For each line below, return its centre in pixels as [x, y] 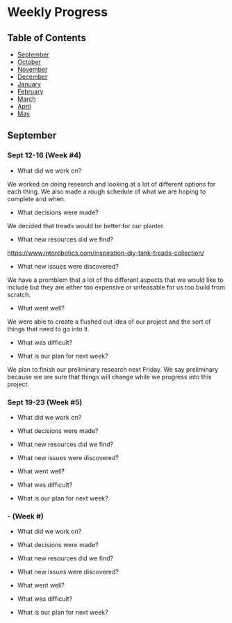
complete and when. [36, 198]
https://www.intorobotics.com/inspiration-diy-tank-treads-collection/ [106, 253]
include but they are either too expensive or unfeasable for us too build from [116, 287]
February [30, 92]
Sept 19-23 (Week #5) [45, 402]
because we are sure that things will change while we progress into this [109, 377]
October [29, 62]
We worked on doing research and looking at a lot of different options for [111, 184]
